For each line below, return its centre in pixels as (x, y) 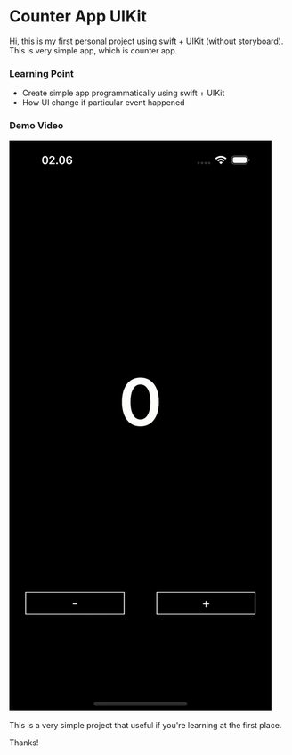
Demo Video (36, 126)
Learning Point (41, 73)
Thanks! (24, 743)
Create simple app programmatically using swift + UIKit (123, 93)
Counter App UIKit (78, 16)
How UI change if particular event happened (103, 103)
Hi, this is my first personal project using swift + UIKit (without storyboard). (146, 41)
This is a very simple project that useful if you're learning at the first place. (146, 725)
